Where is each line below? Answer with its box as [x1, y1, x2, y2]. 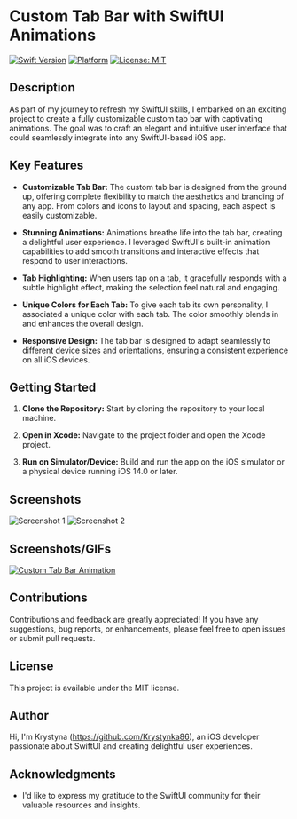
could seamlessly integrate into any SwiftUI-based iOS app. [9, 131, 227, 143]
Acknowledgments [9, 767, 117, 782]
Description [9, 80, 75, 95]
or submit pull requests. [9, 632, 96, 643]
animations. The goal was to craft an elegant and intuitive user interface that [9, 123, 288, 133]
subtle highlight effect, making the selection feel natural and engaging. [21, 282, 280, 292]
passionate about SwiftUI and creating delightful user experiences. [9, 741, 253, 751]
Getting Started [9, 379, 97, 394]
